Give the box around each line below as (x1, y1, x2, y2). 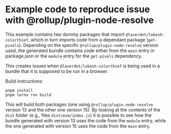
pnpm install (5, 88, 33, 93)
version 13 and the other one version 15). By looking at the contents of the (5, 106, 161, 113)
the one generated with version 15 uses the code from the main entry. (5, 123, 151, 129)
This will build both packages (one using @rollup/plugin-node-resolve (5, 101, 153, 108)
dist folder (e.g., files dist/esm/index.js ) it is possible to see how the (5, 112, 152, 118)
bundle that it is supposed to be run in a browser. (5, 68, 109, 74)
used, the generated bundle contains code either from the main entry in (5, 47, 155, 53)
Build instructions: (5, 78, 43, 84)
